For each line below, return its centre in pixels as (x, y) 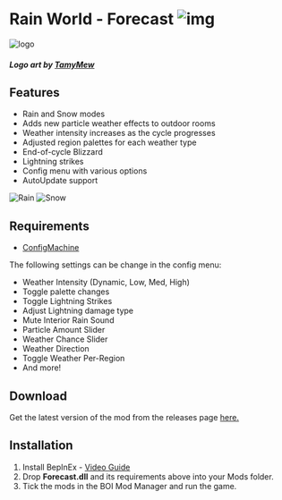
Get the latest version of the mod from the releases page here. (124, 417)
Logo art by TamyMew (52, 64)
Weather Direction (56, 349)
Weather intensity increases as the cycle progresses (119, 133)
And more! (42, 368)
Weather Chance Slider (65, 339)
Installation (41, 446)
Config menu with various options (85, 171)
